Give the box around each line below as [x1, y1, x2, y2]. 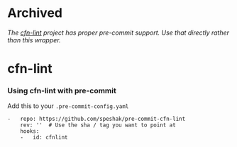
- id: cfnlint [20, 134, 69, 141]
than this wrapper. [7, 35, 62, 44]
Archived [7, 5, 62, 21]
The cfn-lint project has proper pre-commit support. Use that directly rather [7, 28, 229, 37]
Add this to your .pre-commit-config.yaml [7, 102, 129, 110]
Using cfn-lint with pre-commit [7, 86, 117, 96]
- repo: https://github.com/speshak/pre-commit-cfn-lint [7, 115, 186, 123]
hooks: [20, 128, 40, 135]
